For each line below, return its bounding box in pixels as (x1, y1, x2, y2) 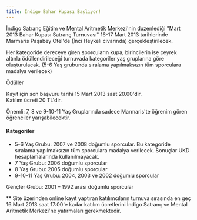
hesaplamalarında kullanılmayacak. (14, 153, 100, 160)
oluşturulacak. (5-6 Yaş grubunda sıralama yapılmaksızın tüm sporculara (6, 61, 181, 68)
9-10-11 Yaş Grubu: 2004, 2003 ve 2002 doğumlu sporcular (14, 172, 159, 179)
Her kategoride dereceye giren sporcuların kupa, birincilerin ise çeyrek (6, 48, 178, 56)
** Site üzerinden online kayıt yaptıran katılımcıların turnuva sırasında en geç (6, 195, 191, 202)
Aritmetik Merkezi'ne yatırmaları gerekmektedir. (6, 207, 122, 214)
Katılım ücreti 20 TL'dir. (6, 96, 62, 104)
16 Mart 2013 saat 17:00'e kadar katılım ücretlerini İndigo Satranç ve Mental (6, 201, 188, 208)
